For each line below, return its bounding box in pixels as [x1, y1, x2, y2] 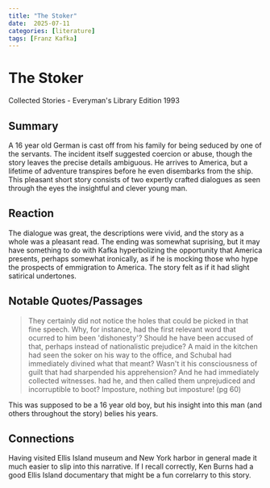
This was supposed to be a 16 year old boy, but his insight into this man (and [8, 400, 263, 410]
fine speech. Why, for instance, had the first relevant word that [27, 324, 236, 334]
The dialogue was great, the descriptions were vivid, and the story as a [8, 227, 244, 238]
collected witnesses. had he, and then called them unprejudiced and [27, 376, 255, 386]
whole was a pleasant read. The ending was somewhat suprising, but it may [8, 236, 260, 246]
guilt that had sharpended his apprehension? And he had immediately [27, 367, 260, 377]
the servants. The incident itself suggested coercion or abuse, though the [8, 149, 252, 158]
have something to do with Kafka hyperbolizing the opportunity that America [8, 245, 263, 255]
